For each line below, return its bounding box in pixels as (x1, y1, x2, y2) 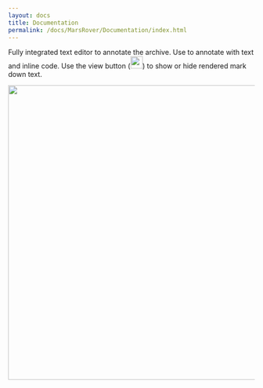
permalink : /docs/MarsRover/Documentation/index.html (8, 26, 188, 34)
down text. (8, 70, 43, 79)
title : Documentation (8, 19, 79, 27)
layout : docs (8, 11, 51, 20)
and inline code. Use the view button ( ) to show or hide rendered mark (8, 61, 247, 71)
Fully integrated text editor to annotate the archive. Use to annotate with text (8, 48, 254, 57)
